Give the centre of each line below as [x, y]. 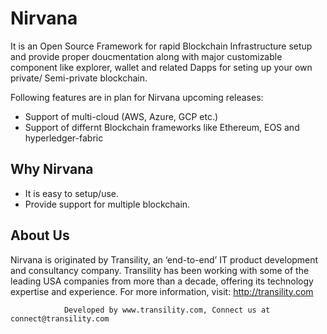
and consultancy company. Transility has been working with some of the [160, 270]
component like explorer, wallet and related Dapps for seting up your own [161, 67]
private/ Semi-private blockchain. [79, 78]
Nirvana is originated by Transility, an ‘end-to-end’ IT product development [164, 259]
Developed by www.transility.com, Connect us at [167, 310]
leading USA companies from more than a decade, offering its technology [162, 281]
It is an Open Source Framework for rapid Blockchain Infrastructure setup [161, 46]
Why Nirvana [52, 169]
